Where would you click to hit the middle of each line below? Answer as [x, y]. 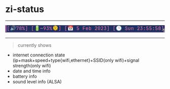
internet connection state [39, 55]
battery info [25, 76]
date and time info [31, 71]
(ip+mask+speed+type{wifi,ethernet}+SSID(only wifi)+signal [76, 60]
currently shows [34, 45]
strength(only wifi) [32, 65]
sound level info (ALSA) [37, 81]
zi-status [25, 9]
